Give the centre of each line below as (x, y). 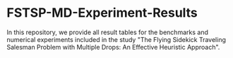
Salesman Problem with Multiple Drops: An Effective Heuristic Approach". (113, 47)
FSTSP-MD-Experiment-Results (102, 13)
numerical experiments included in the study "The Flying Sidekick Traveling (116, 39)
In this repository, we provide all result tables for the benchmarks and (108, 32)
